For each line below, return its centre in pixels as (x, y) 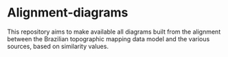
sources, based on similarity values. (58, 46)
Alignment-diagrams (68, 13)
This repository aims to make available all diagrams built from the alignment (114, 32)
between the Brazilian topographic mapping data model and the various (109, 38)
